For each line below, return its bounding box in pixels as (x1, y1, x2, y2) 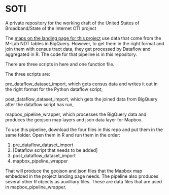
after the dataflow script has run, (5, 101, 74, 107)
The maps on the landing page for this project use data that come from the (5, 35, 161, 41)
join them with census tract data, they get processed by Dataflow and (5, 46, 151, 52)
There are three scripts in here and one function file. (5, 61, 115, 67)
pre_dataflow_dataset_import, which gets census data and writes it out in (5, 81, 158, 87)
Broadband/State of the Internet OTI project (5, 25, 96, 31)
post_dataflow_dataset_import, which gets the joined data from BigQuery (5, 96, 158, 102)
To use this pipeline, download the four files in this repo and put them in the (5, 126, 163, 133)
